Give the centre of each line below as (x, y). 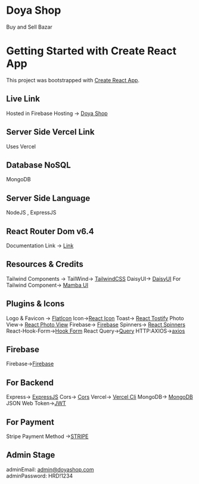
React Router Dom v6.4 (50, 231)
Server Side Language (48, 198)
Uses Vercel (21, 146)
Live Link (23, 99)
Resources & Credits (45, 264)
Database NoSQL (39, 165)
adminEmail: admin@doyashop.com (50, 469)
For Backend (30, 382)
